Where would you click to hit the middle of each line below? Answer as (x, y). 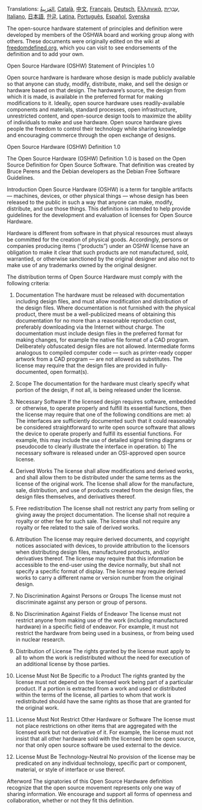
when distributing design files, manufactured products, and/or (93, 552)
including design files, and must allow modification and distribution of (102, 301)
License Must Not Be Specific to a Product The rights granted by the (100, 676)
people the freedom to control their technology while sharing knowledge (96, 129)
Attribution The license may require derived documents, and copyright (103, 539)
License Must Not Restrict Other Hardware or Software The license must (105, 719)
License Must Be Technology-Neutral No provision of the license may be (106, 757)
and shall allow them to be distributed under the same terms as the (98, 477)
